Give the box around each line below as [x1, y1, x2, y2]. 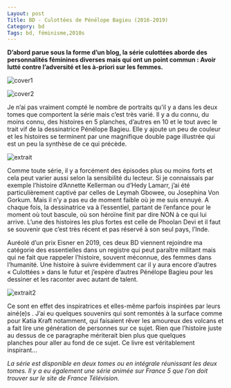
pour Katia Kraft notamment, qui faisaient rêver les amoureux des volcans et [7, 317, 224, 325]
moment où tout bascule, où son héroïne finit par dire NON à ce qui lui [7, 211, 207, 219]
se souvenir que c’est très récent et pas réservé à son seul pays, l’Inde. [7, 225, 210, 233]
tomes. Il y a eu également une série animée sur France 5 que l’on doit [7, 367, 208, 375]
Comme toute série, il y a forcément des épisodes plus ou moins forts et [7, 166, 213, 175]
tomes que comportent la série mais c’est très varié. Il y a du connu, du [7, 110, 210, 119]
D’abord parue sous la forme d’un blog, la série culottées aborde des [7, 48, 207, 57]
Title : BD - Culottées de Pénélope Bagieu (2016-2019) [7, 17, 169, 23]
